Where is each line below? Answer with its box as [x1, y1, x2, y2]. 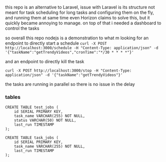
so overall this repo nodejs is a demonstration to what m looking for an [5, 35, 149, 41]
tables [5, 93, 21, 100]
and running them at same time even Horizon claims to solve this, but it [5, 15, 150, 20]
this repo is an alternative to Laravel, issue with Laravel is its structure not [5, 4, 155, 10]
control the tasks [5, 25, 40, 31]
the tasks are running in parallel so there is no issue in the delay [5, 81, 135, 87]
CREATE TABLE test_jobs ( [5, 105, 58, 110]
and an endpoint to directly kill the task [5, 59, 84, 64]
